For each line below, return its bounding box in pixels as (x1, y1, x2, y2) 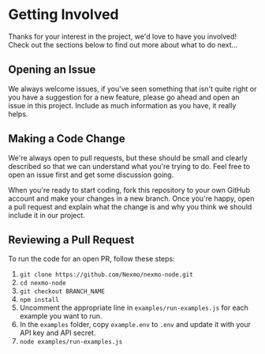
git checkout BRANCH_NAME (19, 288, 105, 296)
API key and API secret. (19, 328, 96, 337)
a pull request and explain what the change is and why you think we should (8, 201, 252, 211)
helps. (8, 109, 28, 119)
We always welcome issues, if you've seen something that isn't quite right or (8, 84, 257, 93)
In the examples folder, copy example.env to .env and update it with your (19, 320, 251, 330)
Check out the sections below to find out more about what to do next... (8, 40, 238, 49)
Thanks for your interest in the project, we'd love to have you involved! (8, 32, 237, 41)
